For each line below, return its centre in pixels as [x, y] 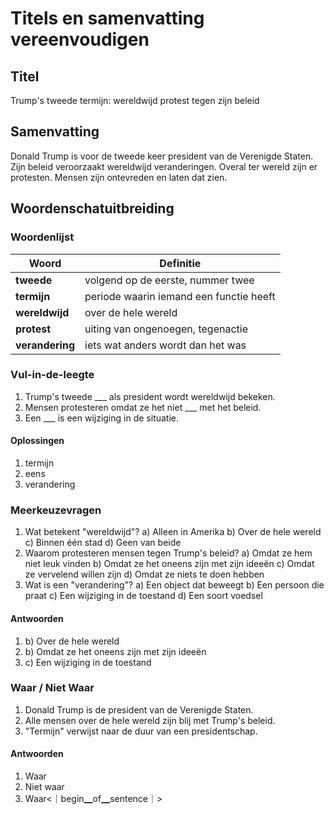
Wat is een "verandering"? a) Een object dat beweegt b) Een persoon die [174, 585]
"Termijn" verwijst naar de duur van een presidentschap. [141, 731]
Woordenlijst [42, 237]
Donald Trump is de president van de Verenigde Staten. [139, 709]
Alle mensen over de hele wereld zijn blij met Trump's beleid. [150, 720]
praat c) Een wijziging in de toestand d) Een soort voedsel [143, 596]
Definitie [180, 263]
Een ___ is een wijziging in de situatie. [101, 418]
